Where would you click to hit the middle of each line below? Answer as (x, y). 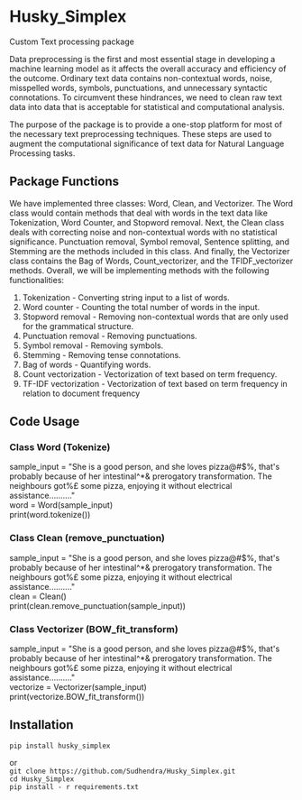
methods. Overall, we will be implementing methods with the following (139, 270)
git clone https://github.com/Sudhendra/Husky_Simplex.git (123, 771)
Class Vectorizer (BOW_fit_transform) (94, 629)
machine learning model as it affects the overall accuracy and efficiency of (148, 69)
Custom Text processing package (72, 41)
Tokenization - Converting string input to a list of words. (126, 297)
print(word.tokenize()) (50, 515)
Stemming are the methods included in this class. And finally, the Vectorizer (150, 251)
